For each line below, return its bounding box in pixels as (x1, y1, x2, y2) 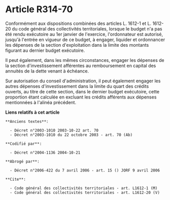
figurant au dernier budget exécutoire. (5, 47, 85, 53)
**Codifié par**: (5, 141, 42, 146)
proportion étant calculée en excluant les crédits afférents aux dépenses (5, 94, 157, 100)
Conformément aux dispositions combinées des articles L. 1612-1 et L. (5, 20, 151, 26)
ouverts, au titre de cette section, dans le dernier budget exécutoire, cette (5, 88, 160, 94)
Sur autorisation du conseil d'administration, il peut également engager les (5, 78, 161, 84)
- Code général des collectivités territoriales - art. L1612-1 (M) (10, 185, 158, 191)
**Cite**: (5, 177, 26, 182)
